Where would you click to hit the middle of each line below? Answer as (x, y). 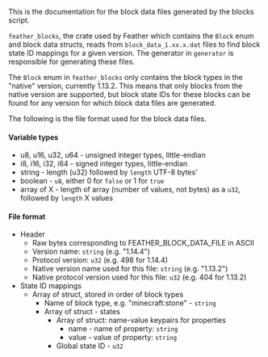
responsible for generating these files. (72, 61)
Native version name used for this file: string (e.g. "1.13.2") (130, 269)
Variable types (33, 137)
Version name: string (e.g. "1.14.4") (91, 252)
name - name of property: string (123, 329)
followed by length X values (67, 198)
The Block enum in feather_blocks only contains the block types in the (126, 77)
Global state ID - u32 (90, 346)
